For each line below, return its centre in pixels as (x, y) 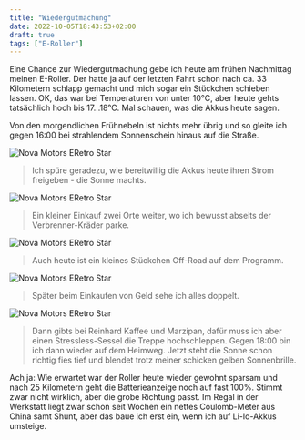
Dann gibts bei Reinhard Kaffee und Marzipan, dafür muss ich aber (157, 331)
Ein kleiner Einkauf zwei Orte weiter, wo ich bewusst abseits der (151, 216)
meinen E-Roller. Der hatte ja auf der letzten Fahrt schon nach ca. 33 (138, 79)
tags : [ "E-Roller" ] (46, 43)
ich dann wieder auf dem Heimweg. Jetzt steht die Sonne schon (152, 351)
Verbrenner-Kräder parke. (81, 225)
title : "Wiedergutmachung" (61, 18)
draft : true (32, 35)
